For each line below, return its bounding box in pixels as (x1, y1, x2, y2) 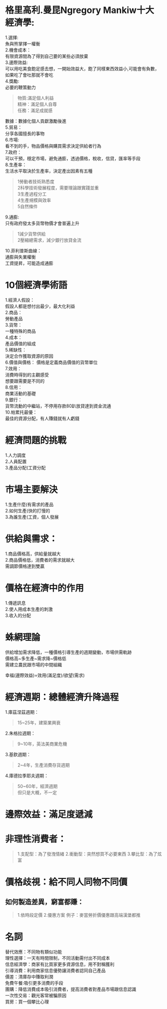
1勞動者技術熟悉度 (17, 178, 55, 185)
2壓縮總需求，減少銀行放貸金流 (17, 237, 82, 243)
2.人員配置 (5, 458, 27, 464)
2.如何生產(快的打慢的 (5, 507, 50, 514)
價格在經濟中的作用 (5, 582, 84, 594)
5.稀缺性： (5, 347, 26, 353)
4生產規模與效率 (17, 197, 51, 203)
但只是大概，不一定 (17, 789, 57, 796)
